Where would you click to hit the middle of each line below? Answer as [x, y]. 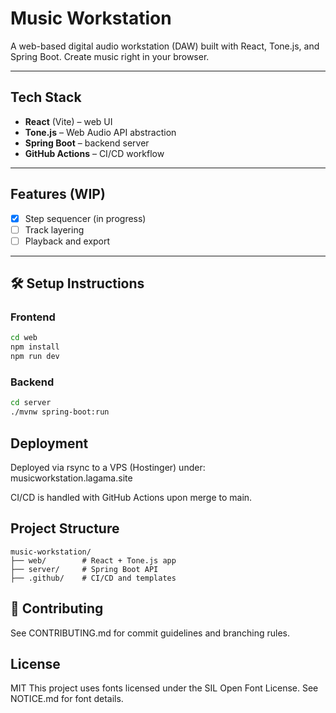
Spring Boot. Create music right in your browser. [110, 56]
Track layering [54, 229]
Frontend [33, 317]
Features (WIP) [58, 194]
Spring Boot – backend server [87, 143]
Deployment [49, 443]
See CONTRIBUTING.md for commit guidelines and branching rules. [150, 633]
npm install [35, 347]
